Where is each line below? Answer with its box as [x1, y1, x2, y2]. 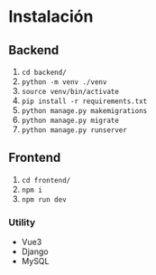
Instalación [8, 6, 94, 27]
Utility [8, 215, 36, 228]
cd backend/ [21, 68, 67, 77]
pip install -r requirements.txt [21, 97, 148, 106]
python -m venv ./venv [21, 78, 107, 87]
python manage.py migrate [21, 116, 119, 125]
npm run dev [21, 194, 67, 204]
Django [21, 246, 49, 257]
